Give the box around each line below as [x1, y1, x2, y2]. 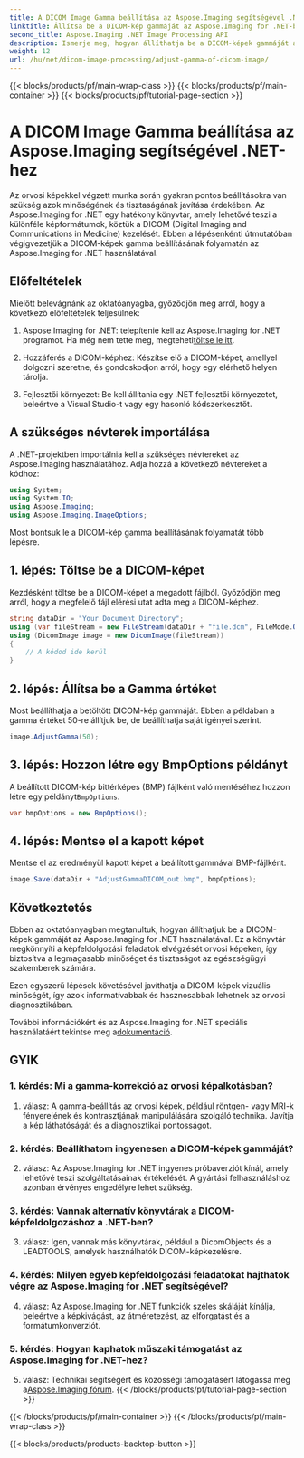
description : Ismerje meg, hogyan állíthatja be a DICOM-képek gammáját [9, 38, 290, 48]
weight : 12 [9, 47, 51, 56]
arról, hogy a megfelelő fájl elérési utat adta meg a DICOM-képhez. [9, 596, 260, 607]
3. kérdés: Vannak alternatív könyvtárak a [9, 1205, 197, 1217]
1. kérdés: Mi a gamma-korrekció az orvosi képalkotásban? [9, 1080, 273, 1092]
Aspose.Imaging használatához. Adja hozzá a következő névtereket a [9, 458, 268, 469]
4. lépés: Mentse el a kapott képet [9, 834, 204, 849]
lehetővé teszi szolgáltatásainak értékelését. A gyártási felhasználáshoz [22, 1172, 290, 1183]
